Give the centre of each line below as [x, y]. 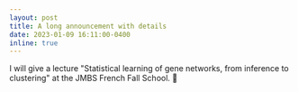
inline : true [34, 43]
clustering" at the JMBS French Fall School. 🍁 [94, 78]
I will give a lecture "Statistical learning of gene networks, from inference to [149, 69]
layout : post [34, 18]
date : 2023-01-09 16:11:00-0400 [70, 34]
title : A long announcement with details [88, 26]
